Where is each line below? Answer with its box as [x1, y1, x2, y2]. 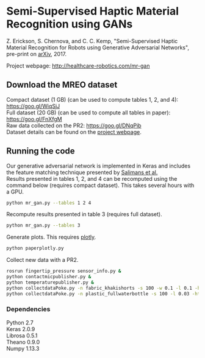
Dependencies [6, 305, 51, 314]
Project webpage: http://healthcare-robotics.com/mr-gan [6, 62, 150, 69]
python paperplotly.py [6, 245, 64, 251]
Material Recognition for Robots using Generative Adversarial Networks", [6, 44, 189, 51]
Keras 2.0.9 [6, 325, 35, 332]
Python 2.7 [6, 318, 34, 326]
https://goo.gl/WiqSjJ [6, 102, 60, 110]
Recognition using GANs [6, 17, 133, 31]
